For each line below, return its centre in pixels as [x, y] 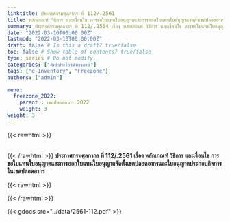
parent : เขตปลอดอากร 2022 [54, 103]
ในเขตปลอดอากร [26, 171]
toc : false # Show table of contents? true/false [79, 52]
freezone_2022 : [35, 96]
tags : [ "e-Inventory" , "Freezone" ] [58, 71]
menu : [15, 90]
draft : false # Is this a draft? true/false [72, 45]
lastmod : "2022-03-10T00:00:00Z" [55, 39]
